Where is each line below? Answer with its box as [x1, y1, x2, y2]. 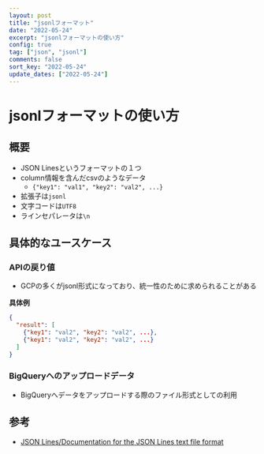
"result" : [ [16, 321, 56, 329]
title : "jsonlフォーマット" [9, 19, 94, 27]
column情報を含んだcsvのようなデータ [20, 173, 147, 182]
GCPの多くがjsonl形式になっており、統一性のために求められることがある [20, 281, 257, 291]
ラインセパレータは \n [20, 211, 91, 220]
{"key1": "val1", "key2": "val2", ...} [32, 183, 164, 191]
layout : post [9, 11, 52, 20]
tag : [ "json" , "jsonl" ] [9, 48, 87, 56]
